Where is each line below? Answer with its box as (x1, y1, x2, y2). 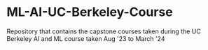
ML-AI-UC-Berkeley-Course (6, 4, 173, 20)
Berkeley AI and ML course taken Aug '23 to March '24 (6, 34, 165, 42)
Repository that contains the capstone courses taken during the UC (6, 27, 201, 35)
